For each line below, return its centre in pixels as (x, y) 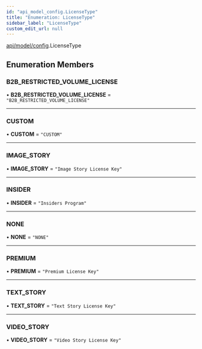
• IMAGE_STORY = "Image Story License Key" (64, 168)
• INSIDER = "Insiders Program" (47, 202)
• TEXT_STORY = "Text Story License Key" (61, 305)
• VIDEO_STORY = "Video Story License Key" (64, 340)
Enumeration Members (50, 65)
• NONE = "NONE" (28, 237)
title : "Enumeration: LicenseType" (51, 17)
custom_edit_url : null (35, 29)
